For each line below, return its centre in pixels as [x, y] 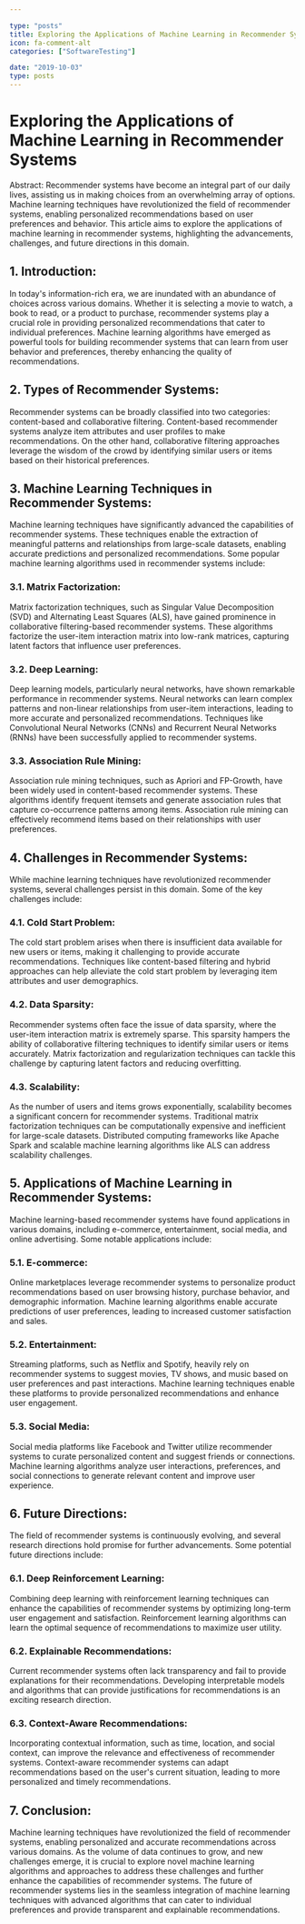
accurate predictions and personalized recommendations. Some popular [145, 554]
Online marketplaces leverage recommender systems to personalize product [152, 1282]
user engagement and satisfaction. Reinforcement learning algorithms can [148, 1617]
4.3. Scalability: [44, 1087]
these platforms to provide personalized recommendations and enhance [144, 1393]
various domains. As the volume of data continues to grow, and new [136, 1852]
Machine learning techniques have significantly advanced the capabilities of [152, 525]
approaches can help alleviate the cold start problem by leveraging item [143, 971]
